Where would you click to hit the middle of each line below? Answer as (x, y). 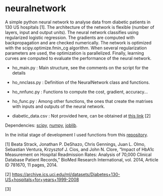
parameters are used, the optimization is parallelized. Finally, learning (75, 53)
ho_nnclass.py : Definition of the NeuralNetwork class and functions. (81, 82)
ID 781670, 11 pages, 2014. (31, 165)
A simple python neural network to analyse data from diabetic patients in (78, 22)
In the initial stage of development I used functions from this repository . (77, 135)
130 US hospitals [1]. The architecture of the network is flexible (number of (80, 27)
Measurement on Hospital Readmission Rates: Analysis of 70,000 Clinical (78, 155)
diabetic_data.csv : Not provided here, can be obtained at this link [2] (81, 116)
